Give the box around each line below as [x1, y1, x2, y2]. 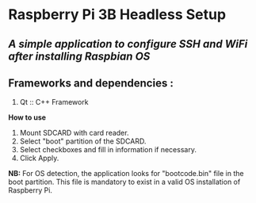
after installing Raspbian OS [8, 49, 151, 63]
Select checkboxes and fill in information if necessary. [19, 145, 197, 155]
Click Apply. [19, 153, 59, 163]
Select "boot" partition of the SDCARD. [19, 136, 147, 146]
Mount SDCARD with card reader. [19, 128, 129, 138]
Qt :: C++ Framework [19, 98, 89, 107]
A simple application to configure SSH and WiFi [8, 37, 248, 51]
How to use [8, 113, 46, 122]
